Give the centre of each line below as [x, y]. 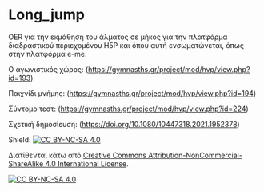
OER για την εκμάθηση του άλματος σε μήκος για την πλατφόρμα [118, 37]
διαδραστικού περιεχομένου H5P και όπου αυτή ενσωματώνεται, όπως [126, 45]
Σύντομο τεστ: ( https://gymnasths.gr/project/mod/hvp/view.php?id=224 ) [129, 109]
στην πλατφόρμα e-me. [48, 54]
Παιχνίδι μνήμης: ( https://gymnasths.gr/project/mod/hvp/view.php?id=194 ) [132, 93]
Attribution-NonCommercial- [195, 155]
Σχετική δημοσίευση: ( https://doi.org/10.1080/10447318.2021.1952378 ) [124, 124]
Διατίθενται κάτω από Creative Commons [77, 155]
